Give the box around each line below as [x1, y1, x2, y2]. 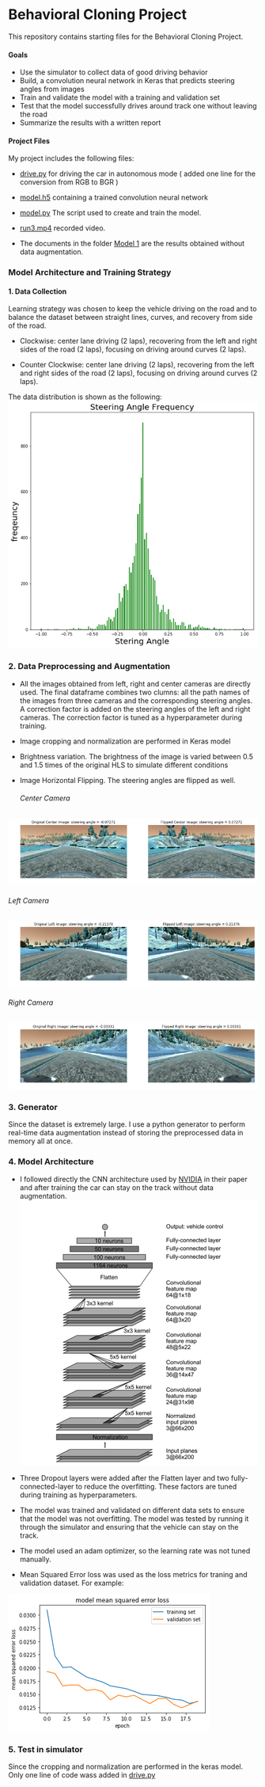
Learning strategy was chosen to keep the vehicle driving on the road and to [8, 304, 257, 314]
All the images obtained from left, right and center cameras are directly [19, 679, 252, 688]
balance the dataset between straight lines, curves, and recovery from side [8, 313, 253, 322]
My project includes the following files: [8, 154, 134, 163]
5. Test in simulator [8, 1743, 83, 1755]
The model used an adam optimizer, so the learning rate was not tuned [19, 1546, 251, 1556]
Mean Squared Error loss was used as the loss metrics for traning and [19, 1570, 248, 1580]
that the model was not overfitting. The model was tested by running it [19, 1514, 249, 1523]
